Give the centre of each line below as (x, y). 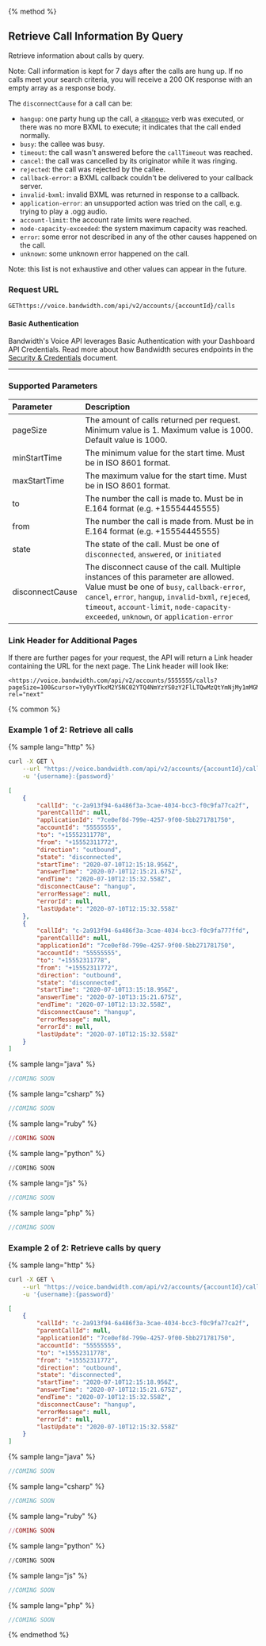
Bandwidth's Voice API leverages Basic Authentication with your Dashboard (132, 341)
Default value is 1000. (126, 440)
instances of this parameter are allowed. (160, 576)
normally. (35, 135)
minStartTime (37, 457)
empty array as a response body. (62, 87)
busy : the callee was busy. (62, 144)
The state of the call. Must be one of (152, 544)
